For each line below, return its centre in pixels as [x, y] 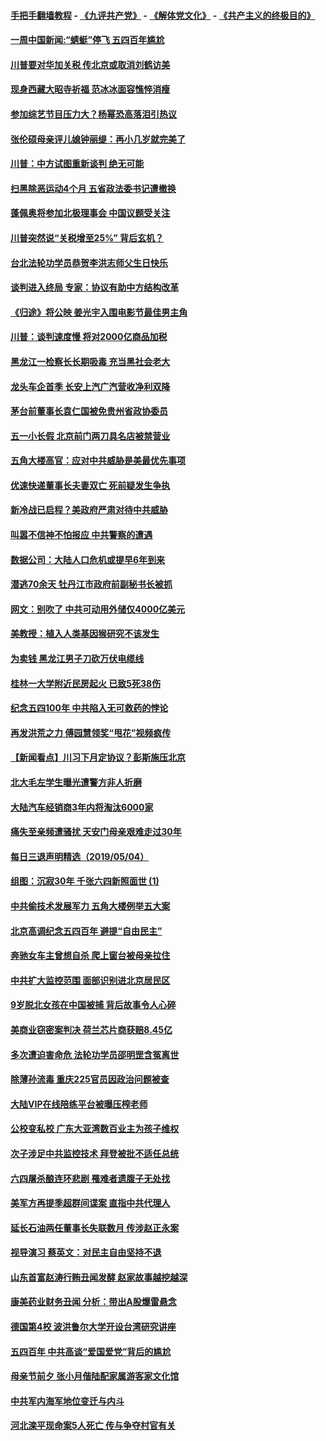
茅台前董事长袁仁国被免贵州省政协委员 [89, 411]
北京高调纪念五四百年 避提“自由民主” [86, 931]
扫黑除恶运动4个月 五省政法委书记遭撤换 [93, 188]
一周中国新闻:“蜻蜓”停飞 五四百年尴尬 [87, 40]
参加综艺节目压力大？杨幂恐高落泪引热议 [93, 114]
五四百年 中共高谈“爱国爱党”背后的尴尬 [91, 1351]
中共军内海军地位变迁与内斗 [67, 1401]
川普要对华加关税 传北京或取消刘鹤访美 [90, 64]
